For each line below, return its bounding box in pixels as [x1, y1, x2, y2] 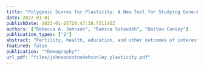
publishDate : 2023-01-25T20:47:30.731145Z [6, 20, 115, 26]
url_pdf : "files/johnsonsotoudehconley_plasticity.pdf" [6, 54, 151, 60]
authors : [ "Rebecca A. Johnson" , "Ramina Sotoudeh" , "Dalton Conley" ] [6, 26, 189, 32]
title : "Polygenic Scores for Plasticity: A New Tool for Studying [6, 9, 181, 15]
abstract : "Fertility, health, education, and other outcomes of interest [6, 37, 200, 43]
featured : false [6, 43, 47, 49]
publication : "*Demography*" [6, 49, 80, 55]
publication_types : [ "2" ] [6, 32, 72, 38]
